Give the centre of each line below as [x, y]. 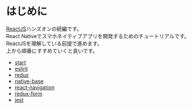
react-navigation [35, 87]
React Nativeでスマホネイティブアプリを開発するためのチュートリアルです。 [98, 36]
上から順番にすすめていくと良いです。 [52, 50]
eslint [21, 69]
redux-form [28, 93]
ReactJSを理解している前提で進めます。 [54, 43]
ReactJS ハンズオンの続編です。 [44, 29]
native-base [29, 81]
